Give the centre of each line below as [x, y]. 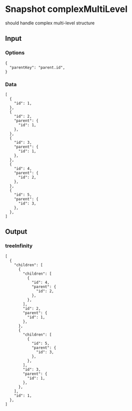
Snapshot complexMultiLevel [66, 9]
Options [15, 53]
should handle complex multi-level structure [50, 23]
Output [16, 232]
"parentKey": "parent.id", [37, 67]
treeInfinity [19, 246]
